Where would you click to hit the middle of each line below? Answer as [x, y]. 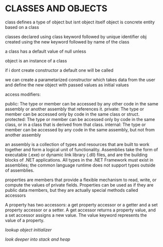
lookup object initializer [28, 229]
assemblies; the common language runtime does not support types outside [80, 165]
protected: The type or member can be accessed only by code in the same [80, 119]
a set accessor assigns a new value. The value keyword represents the [76, 215]
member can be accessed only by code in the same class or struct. [72, 114]
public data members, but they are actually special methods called [72, 190]
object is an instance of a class [36, 61]
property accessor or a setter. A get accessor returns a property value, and [81, 210]
